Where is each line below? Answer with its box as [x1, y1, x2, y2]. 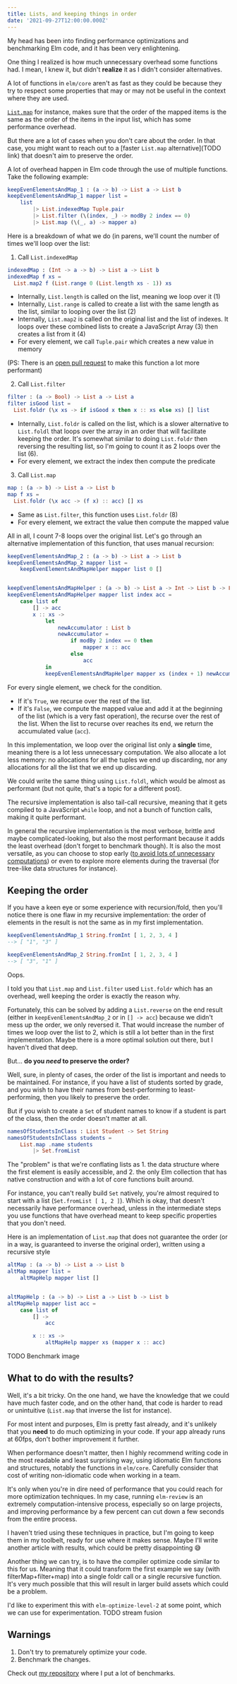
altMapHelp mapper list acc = [7, 1300, 97, 1307]
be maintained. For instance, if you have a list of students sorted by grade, [7, 1078, 224, 1086]
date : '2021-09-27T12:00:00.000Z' [7, 17, 109, 24]
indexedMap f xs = [7, 273, 61, 280]
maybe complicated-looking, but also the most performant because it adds [7, 834, 225, 842]
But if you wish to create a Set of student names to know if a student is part [7, 1107, 226, 1115]
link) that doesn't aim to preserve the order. [7, 151, 133, 160]
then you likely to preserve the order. [43, 1093, 150, 1101]
